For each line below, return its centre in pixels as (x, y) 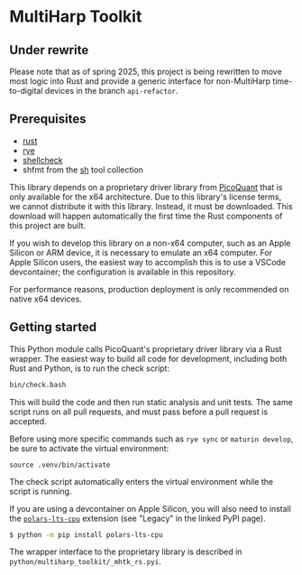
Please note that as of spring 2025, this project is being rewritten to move (146, 71)
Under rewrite (49, 50)
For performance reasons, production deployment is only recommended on (149, 289)
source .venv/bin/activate (60, 465)
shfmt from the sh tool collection (83, 170)
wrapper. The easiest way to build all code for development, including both (148, 358)
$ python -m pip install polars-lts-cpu (87, 534)
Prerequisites (48, 119)
